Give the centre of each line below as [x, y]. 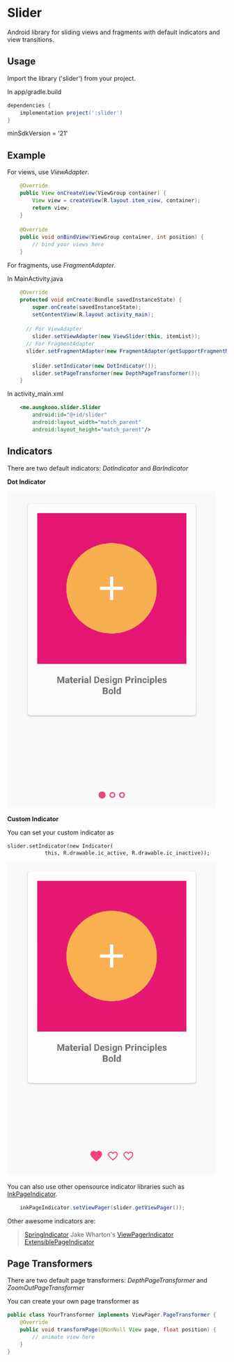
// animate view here [64, 1337]
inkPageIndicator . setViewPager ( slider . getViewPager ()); [103, 1207]
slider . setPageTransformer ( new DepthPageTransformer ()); [116, 373]
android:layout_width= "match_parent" [87, 422]
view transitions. [31, 39]
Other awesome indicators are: [52, 1221]
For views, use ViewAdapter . [48, 172]
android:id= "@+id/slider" [70, 415]
